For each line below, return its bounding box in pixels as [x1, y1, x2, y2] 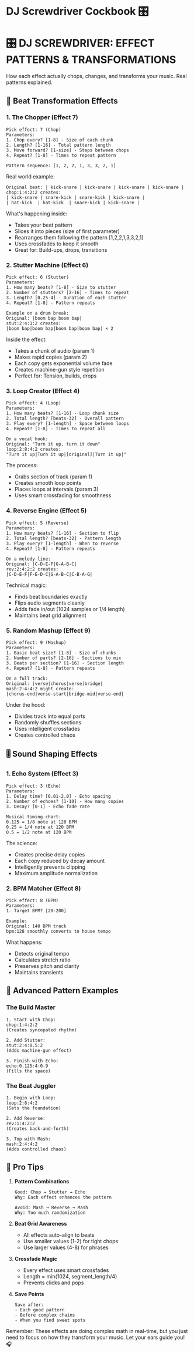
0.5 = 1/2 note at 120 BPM [6, 829, 72, 835]
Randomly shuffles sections [14, 719, 82, 726]
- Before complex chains [14, 1312, 75, 1318]
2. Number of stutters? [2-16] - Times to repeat [6, 290, 130, 296]
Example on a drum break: [6, 311, 69, 316]
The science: [6, 839, 37, 846]
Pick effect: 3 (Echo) [6, 783, 61, 789]
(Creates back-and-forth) [6, 1125, 69, 1132]
